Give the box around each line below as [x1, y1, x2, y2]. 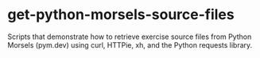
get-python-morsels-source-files [7, 6, 235, 24]
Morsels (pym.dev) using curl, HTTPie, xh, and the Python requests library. [7, 40, 253, 49]
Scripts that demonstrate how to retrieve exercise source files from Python [7, 32, 252, 41]
